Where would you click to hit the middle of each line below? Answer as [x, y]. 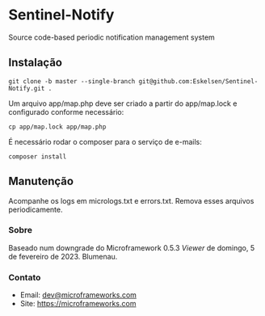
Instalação [36, 63]
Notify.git [27, 88]
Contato [25, 277]
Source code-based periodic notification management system [112, 37]
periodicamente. [36, 209]
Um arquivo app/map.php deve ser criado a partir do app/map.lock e [123, 103]
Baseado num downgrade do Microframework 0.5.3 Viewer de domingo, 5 [132, 247]
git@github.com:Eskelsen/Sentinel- [198, 81]
